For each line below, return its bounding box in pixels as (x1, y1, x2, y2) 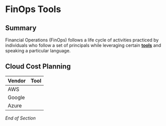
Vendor (8, 77, 26, 84)
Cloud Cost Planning (5, 62, 71, 71)
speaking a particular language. (5, 48, 71, 53)
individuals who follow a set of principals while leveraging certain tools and (5, 42, 161, 48)
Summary (5, 24, 37, 32)
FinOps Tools (5, 4, 61, 15)
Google (8, 94, 25, 101)
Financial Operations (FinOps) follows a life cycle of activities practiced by (5, 37, 159, 43)
